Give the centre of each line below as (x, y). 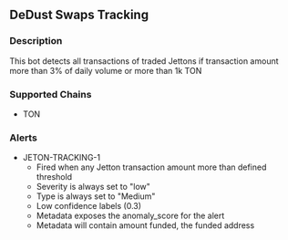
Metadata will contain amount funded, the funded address (145, 225)
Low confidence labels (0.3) (89, 206)
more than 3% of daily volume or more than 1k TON (106, 70)
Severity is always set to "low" (93, 187)
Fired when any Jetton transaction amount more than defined (151, 167)
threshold (54, 177)
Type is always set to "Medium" (96, 196)
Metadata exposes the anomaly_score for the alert (130, 216)
